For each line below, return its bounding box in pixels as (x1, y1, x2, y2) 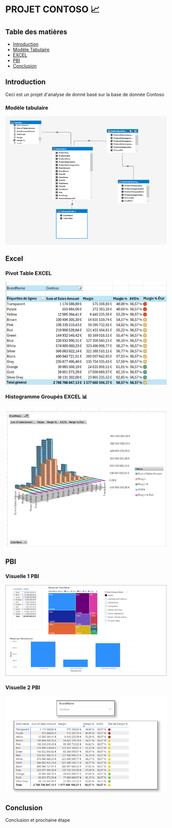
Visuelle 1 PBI (5, 573, 39, 580)
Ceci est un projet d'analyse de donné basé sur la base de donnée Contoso (5, 91, 165, 97)
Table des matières (5, 27, 68, 36)
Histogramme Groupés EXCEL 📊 (5, 393, 88, 400)
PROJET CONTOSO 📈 (5, 4, 100, 15)
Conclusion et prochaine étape (5, 817, 70, 823)
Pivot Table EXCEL (5, 270, 52, 277)
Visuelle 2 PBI (5, 684, 40, 691)
